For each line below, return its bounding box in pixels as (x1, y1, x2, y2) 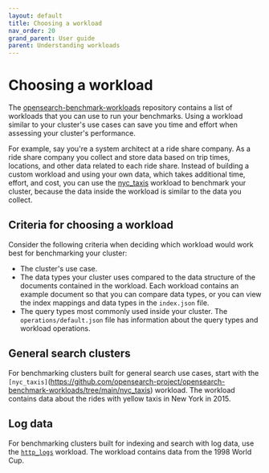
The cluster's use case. (19, 263, 98, 273)
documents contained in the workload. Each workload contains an (19, 280, 239, 290)
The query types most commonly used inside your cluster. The (19, 306, 228, 316)
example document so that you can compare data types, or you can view (19, 289, 263, 299)
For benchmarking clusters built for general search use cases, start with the (8, 368, 259, 377)
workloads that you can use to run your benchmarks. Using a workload (8, 112, 243, 121)
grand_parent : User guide (8, 34, 95, 43)
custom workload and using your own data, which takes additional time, (8, 169, 246, 179)
